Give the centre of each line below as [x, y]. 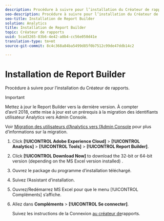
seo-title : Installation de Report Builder [50, 19]
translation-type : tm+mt [30, 41]
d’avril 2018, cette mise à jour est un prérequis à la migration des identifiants [82, 112]
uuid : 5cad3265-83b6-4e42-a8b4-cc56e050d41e [51, 37]
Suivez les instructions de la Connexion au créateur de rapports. [76, 213]
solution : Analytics [26, 23]
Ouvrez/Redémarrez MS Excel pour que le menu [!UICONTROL [75, 189]
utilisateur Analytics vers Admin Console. [46, 117]
